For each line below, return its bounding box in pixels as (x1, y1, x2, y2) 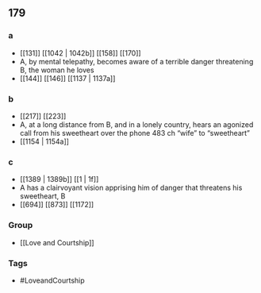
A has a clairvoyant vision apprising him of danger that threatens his (19, 183, 243, 193)
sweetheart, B (19, 191, 66, 201)
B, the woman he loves (19, 65, 94, 75)
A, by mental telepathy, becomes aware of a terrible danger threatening (19, 56, 254, 66)
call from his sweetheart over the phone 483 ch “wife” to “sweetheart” (19, 128, 250, 137)
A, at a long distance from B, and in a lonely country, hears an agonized (19, 119, 254, 129)
